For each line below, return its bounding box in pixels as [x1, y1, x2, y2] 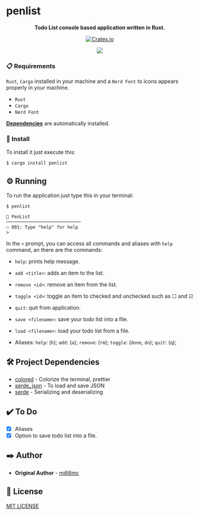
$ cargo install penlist [6, 160, 68, 166]
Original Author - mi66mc [14, 469, 79, 476]
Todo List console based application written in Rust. [34, 24, 165, 31]
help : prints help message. [14, 258, 80, 265]
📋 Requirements [6, 61, 56, 70]
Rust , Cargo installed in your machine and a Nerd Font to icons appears [6, 78, 179, 85]
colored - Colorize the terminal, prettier [14, 376, 111, 383]
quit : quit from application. [14, 304, 81, 312]
